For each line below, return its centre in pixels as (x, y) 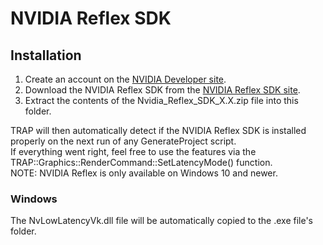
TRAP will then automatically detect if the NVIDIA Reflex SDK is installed (158, 130)
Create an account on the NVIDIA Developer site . (125, 79)
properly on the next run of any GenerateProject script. (123, 141)
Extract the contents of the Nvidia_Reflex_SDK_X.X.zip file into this (161, 100)
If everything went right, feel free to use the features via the (133, 151)
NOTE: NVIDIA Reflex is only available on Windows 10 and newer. (144, 173)
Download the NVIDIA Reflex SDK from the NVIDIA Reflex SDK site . (162, 90)
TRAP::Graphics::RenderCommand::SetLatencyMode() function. (141, 162)
